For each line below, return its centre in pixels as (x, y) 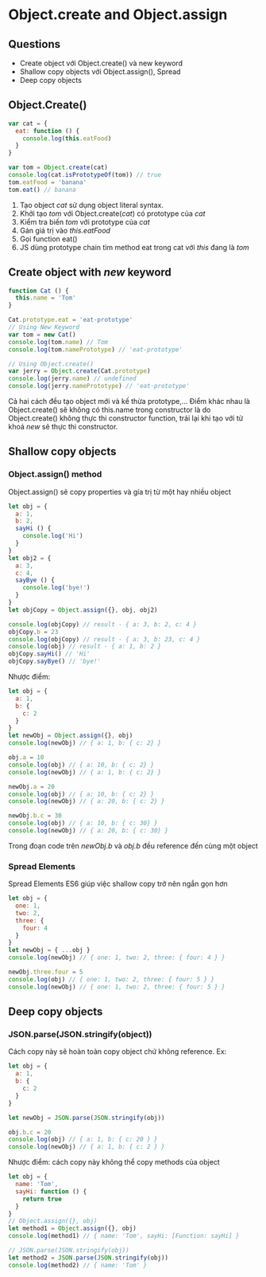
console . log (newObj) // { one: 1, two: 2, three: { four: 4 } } (117, 958)
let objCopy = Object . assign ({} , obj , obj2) (83, 610)
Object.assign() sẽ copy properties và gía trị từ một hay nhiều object (120, 492)
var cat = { (28, 123)
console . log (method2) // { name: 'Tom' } (78, 1265)
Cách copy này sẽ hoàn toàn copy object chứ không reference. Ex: (118, 1052)
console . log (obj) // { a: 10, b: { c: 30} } (83, 823)
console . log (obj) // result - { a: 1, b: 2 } (85, 647)
